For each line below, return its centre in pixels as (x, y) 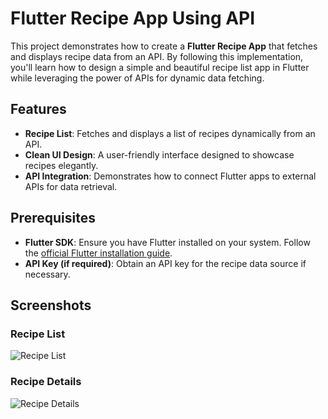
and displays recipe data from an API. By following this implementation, (157, 56)
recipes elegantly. (61, 165)
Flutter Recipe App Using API (133, 18)
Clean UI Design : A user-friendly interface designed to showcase (159, 154)
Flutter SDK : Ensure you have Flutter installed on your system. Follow (167, 242)
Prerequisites (53, 218)
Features (38, 109)
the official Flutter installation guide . (98, 253)
